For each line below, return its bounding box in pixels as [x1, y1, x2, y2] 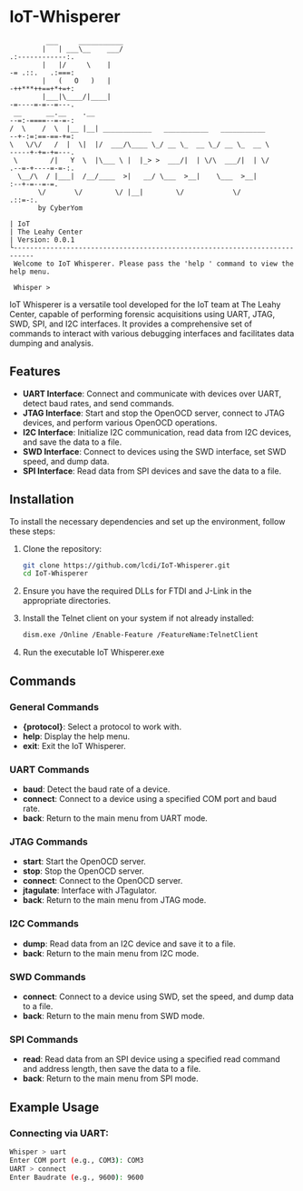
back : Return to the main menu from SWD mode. [22, 1011, 206, 1022]
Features [9, 364, 61, 379]
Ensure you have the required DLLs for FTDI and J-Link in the [22, 585, 252, 596]
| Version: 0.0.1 [9, 235, 75, 245]
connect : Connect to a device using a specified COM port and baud [22, 794, 277, 805]
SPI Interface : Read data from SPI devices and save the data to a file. [22, 465, 282, 476]
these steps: [9, 525, 56, 536]
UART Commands [9, 763, 90, 776]
